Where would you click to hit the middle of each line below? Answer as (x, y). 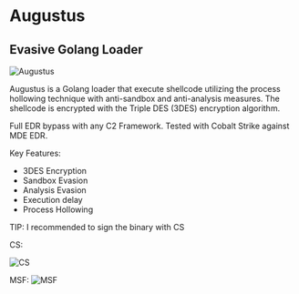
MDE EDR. (29, 136)
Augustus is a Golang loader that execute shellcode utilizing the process (145, 89)
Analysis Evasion (54, 190)
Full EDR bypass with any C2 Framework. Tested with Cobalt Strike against (149, 126)
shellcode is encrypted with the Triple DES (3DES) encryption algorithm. (145, 108)
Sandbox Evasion (55, 180)
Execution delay (53, 200)
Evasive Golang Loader (76, 50)
